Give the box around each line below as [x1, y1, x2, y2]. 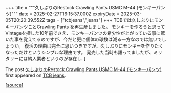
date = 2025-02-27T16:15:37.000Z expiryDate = [18, 11, 120, 17]
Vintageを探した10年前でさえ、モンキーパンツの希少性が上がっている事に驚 [5, 30, 165, 36]
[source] [5, 82, 24, 88]
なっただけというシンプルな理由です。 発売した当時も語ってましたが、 [5, 49, 154, 55]
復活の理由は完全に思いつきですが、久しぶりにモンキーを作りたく [24, 43, 164, 49]
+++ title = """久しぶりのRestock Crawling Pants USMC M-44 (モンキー [5, 5, 156, 10]
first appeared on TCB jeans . [5, 72, 66, 78]
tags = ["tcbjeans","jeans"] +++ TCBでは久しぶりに [46, 17, 155, 23]
